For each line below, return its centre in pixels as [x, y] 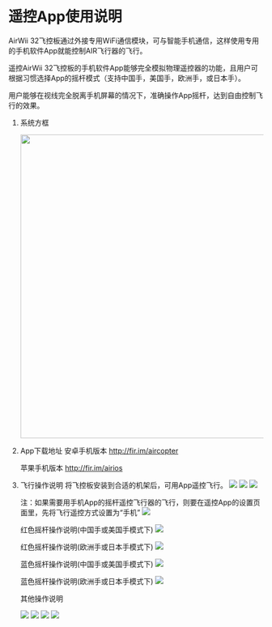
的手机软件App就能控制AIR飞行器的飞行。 [78, 50]
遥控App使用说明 [66, 17]
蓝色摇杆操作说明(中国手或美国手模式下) [87, 564]
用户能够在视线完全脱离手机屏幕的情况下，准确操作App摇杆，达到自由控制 [132, 95]
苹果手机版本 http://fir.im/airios [71, 467]
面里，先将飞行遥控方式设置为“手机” [80, 512]
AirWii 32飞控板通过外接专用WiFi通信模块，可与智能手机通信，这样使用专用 [134, 41]
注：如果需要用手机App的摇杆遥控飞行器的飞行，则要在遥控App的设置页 [140, 502]
